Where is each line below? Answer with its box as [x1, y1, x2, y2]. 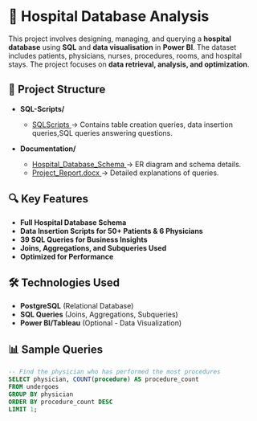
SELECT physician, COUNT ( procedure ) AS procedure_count [8, 375, 199, 384]
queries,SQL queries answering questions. [31, 128, 173, 137]
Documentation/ [19, 144, 76, 153]
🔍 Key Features [8, 192, 88, 206]
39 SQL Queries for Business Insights [19, 235, 148, 244]
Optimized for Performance [19, 251, 114, 261]
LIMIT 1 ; [8, 405, 38, 413]
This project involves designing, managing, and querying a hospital [8, 34, 231, 43]
